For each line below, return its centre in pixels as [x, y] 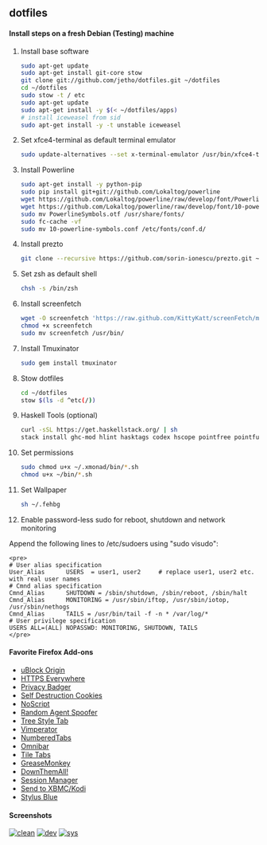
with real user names [45, 579]
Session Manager [49, 780]
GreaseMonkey [45, 763]
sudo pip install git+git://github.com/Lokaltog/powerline [120, 192]
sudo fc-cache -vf [51, 221]
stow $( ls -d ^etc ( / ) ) [58, 400]
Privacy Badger [46, 687]
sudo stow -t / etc [53, 96]
